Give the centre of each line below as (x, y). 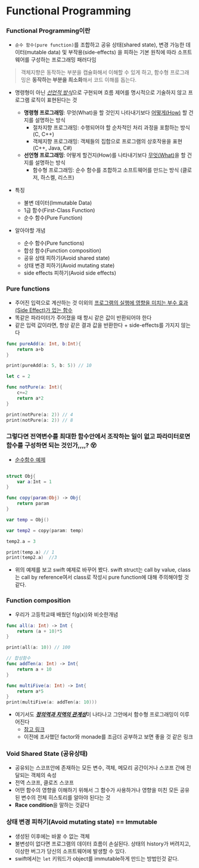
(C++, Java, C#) (52, 148)
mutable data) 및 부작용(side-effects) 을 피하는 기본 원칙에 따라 (102, 52)
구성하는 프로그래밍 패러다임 (63, 60)
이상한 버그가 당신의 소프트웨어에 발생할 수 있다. (70, 851)
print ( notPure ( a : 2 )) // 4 (40, 415)
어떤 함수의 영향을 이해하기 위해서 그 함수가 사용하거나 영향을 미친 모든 (97, 790)
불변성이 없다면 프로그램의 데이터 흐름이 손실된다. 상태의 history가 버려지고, (103, 844)
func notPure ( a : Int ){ (34, 387)
